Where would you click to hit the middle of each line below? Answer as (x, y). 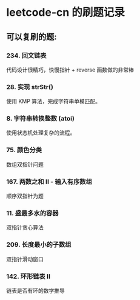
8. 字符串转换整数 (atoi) (40, 119)
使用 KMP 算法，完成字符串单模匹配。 (54, 101)
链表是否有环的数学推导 (35, 290)
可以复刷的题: (32, 37)
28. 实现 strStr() (30, 87)
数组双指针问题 (25, 164)
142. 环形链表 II (28, 276)
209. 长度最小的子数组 (39, 245)
